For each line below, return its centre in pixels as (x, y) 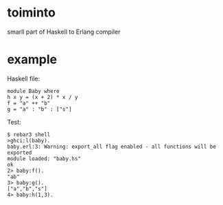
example (32, 60)
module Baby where (33, 91)
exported (20, 153)
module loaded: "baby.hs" (44, 159)
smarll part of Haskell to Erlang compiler (64, 32)
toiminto (32, 13)
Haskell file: (24, 78)
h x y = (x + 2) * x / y (43, 97)
